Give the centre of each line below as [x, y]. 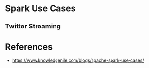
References [29, 47]
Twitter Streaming [33, 26]
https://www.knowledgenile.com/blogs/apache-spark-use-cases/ [78, 60]
